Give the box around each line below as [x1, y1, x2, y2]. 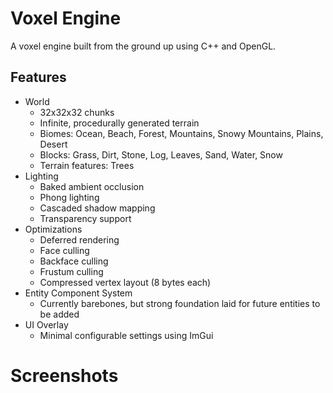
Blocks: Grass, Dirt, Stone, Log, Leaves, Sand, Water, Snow [39, 148, 283, 161]
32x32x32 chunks [39, 106, 115, 118]
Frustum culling [39, 265, 104, 277]
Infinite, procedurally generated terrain [39, 117, 200, 129]
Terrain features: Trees [39, 159, 135, 171]
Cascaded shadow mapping [39, 202, 156, 214]
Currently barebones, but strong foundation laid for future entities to [39, 297, 321, 309]
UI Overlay [24, 318, 69, 331]
